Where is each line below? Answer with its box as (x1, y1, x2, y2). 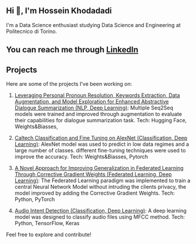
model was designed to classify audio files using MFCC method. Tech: (14, 213, 185, 220)
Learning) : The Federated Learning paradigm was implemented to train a (14, 177, 191, 184)
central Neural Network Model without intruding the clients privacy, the (14, 183, 187, 190)
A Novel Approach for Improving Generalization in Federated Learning (14, 165, 184, 172)
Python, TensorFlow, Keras (14, 220, 80, 227)
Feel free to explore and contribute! (6, 231, 92, 238)
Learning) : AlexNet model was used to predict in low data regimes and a (14, 141, 190, 148)
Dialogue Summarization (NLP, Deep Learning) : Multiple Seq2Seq (14, 104, 174, 112)
